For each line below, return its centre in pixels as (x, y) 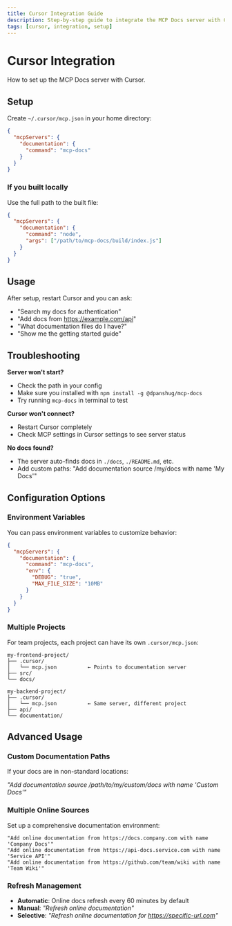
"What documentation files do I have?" (72, 327)
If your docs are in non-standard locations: (68, 772)
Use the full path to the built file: (53, 202)
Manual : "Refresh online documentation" (76, 908)
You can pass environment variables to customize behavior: (92, 532)
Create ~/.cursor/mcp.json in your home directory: (79, 118)
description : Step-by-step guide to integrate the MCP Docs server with (114, 20)
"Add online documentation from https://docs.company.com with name (108, 838)
